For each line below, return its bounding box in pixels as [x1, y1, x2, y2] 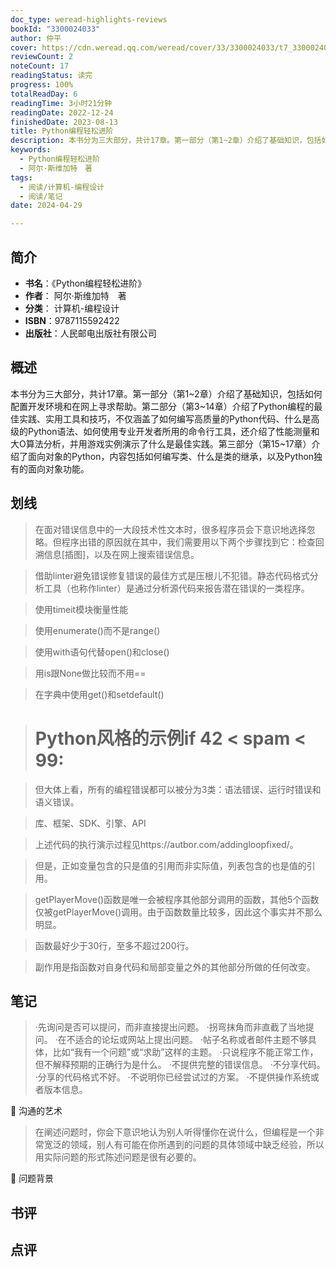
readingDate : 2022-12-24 [10, 107, 114, 118]
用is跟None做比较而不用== [34, 667, 147, 679]
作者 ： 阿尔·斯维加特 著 [24, 289, 127, 301]
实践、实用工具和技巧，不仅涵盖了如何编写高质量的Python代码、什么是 [18, 412, 312, 425]
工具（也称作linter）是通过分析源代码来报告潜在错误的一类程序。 [43, 582, 310, 594]
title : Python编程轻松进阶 [10, 126, 114, 136]
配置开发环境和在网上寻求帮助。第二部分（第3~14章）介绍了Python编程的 [10, 400, 315, 412]
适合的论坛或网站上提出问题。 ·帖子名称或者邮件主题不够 [74, 1034, 308, 1046]
